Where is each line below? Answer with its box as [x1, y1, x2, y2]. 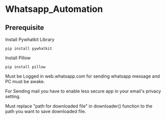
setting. [5, 94, 21, 99]
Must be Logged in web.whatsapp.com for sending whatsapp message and [5, 73, 161, 79]
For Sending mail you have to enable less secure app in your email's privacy [5, 88, 161, 94]
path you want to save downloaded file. [5, 109, 86, 114]
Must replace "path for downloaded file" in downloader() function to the [5, 103, 153, 109]
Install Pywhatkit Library [5, 36, 55, 42]
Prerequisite [5, 23, 44, 32]
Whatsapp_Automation [5, 3, 103, 15]
